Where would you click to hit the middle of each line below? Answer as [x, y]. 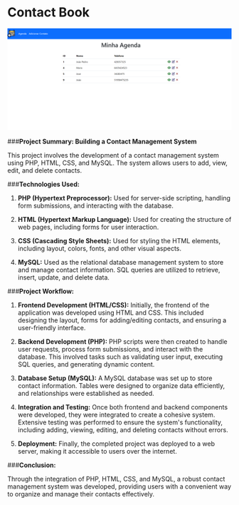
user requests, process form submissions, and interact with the [110, 350]
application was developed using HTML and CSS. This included [111, 313]
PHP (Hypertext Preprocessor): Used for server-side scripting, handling [124, 198]
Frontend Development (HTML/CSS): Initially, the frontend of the [113, 305]
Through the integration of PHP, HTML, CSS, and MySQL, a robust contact [116, 479]
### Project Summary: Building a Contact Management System [102, 142]
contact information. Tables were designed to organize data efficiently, [121, 386]
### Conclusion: [32, 465]
